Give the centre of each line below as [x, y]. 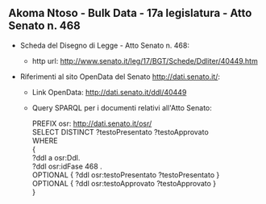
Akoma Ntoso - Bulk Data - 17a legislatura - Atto [130, 13]
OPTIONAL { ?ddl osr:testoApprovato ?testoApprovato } [124, 183]
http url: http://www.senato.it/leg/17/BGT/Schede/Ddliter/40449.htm [145, 60]
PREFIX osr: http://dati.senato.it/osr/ [92, 123]
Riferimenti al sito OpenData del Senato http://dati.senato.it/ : [120, 77]
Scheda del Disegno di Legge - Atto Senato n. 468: [104, 45]
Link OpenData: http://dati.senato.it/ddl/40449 [109, 92]
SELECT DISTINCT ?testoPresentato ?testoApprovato [121, 131]
